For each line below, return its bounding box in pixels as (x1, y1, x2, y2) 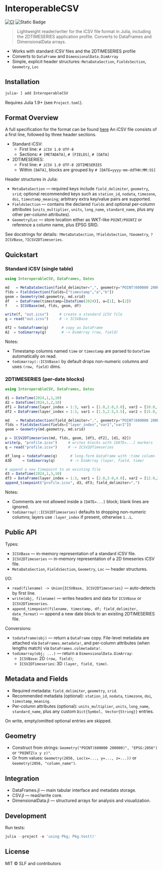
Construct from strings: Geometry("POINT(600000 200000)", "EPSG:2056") (12, 745, 158, 751)
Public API (5, 528, 37, 537)
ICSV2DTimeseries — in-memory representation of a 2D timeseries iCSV (12, 556, 155, 562)
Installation (5, 78, 40, 86)
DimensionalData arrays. (16, 38, 66, 44)
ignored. (12, 504, 29, 510)
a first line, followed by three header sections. (5, 132, 97, 138)
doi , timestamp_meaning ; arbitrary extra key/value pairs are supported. (12, 196, 151, 202)
